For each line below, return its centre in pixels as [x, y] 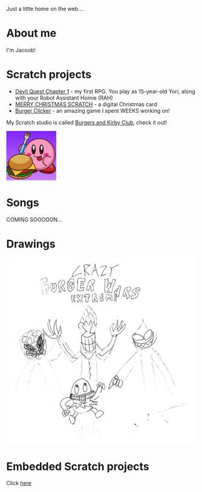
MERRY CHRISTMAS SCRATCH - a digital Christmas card [86, 104]
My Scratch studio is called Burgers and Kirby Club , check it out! [87, 122]
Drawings [31, 244]
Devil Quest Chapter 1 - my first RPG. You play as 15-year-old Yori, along [105, 91]
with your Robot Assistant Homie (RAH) [64, 98]
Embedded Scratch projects [78, 466]
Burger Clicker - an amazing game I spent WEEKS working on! [93, 110]
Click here [19, 483]
